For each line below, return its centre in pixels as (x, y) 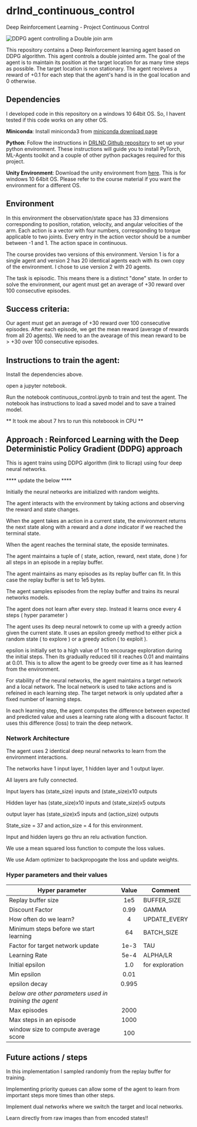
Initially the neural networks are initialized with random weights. (83, 492)
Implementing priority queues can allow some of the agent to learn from (93, 1089)
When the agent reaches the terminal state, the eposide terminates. (87, 545)
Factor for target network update (54, 946)
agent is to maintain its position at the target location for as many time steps (98, 62)
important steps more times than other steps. (61, 1095)
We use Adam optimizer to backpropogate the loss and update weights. (93, 860)
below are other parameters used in (58, 993)
